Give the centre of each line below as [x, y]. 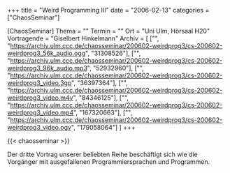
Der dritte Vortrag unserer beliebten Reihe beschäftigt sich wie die [102, 154]
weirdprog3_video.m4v [40, 98]
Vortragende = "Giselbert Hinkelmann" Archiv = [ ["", [83, 38]
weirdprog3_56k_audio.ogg [46, 53]
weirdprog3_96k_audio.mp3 [47, 68]
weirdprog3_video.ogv [39, 127]
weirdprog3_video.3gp [39, 83]
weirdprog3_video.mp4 [41, 112]
